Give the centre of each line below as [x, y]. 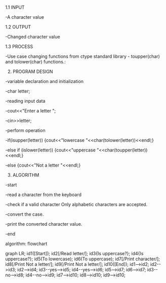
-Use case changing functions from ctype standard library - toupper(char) [83, 56]
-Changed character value [33, 37]
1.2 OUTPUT [18, 27]
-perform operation [25, 130]
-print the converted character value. [44, 224]
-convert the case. [25, 214]
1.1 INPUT [15, 7]
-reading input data [25, 101]
